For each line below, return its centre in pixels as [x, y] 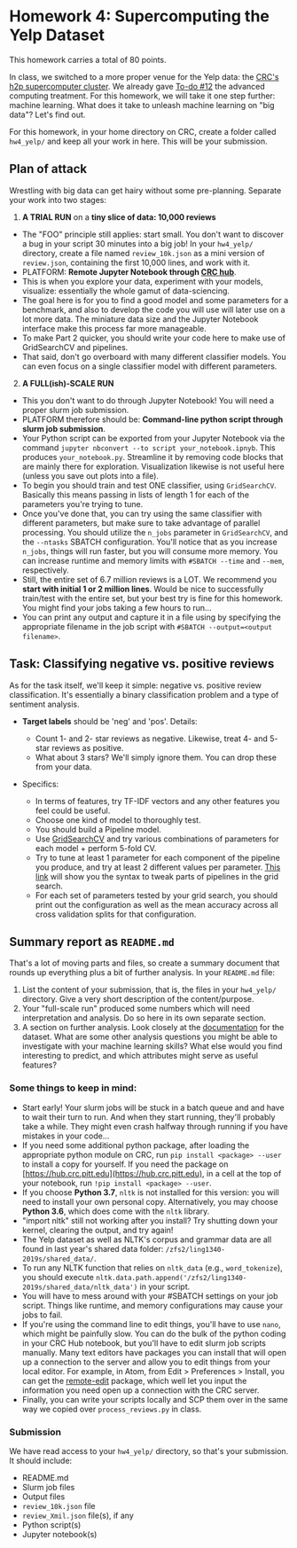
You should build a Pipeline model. [98, 829]
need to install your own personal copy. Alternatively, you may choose [150, 1201]
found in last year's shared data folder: [93, 1248]
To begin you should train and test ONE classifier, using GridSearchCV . [149, 485]
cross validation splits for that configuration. [116, 914]
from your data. [63, 766]
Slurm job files [48, 1487]
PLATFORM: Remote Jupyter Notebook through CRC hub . [129, 271]
